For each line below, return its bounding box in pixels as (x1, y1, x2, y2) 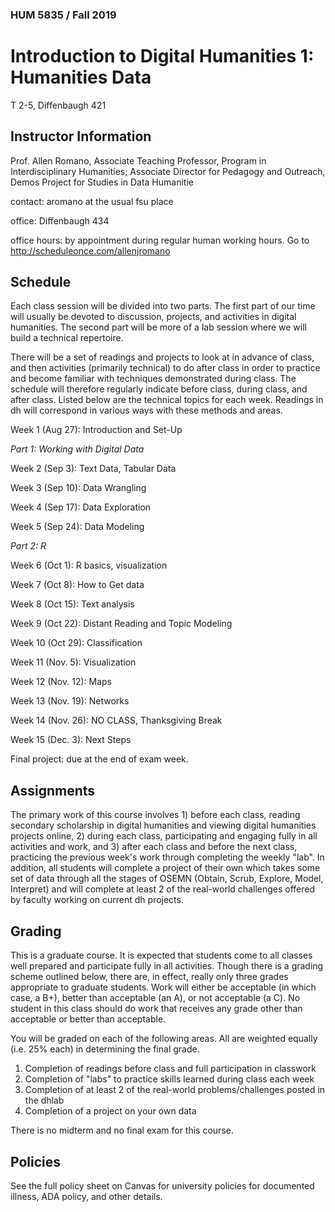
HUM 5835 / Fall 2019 (10, 8, 117, 22)
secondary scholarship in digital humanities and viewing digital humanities (10, 819, 317, 832)
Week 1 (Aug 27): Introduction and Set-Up (10, 424, 183, 436)
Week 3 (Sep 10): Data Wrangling (10, 482, 147, 494)
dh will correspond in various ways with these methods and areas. (10, 404, 283, 417)
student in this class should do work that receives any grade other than (10, 1003, 303, 1015)
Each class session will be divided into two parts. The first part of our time (10, 300, 316, 312)
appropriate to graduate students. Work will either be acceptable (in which (10, 981, 317, 993)
